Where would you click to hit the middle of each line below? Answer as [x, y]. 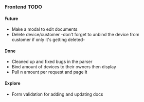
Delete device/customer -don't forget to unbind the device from [75, 35]
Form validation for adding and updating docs [57, 94]
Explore [12, 83]
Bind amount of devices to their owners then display [64, 67]
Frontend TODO [23, 7]
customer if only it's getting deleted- [48, 40]
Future [11, 19]
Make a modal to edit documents [45, 29]
